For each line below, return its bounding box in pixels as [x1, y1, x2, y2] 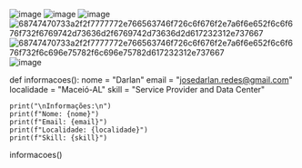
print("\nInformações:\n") [9, 102, 112, 111]
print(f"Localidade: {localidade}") [9, 125, 148, 134]
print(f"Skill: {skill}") [9, 133, 107, 143]
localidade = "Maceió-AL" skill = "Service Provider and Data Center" [9, 84, 266, 94]
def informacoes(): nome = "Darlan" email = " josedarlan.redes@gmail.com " [9, 74, 293, 85]
